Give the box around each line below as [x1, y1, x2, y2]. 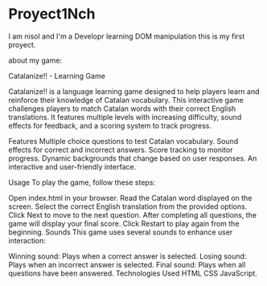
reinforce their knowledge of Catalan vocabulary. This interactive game [8, 95, 244, 104]
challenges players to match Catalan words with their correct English [8, 104, 236, 113]
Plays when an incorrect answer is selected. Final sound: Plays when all [8, 259, 246, 269]
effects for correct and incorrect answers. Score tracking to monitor [8, 145, 233, 154]
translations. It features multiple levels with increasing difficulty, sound [8, 112, 242, 121]
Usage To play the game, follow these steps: [8, 178, 155, 187]
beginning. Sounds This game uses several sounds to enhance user [8, 227, 233, 237]
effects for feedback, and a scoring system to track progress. [8, 121, 212, 130]
